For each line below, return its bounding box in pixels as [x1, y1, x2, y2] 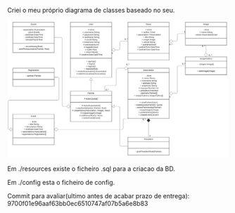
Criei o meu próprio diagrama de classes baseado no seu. [7, 6, 175, 14]
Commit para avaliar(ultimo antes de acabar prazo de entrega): [7, 191, 190, 200]
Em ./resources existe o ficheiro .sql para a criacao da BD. [7, 164, 176, 173]
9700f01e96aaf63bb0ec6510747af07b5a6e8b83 [7, 199, 148, 207]
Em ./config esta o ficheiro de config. [7, 178, 115, 186]
